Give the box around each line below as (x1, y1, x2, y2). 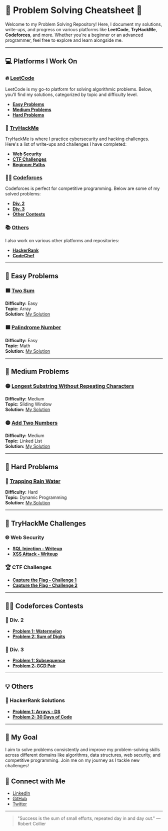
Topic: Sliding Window (5, 401, 52, 407)
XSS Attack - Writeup (12, 551, 58, 557)
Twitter (12, 801, 27, 807)
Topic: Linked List (5, 438, 42, 444)
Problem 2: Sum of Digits (12, 633, 65, 640)
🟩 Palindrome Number (5, 324, 61, 331)
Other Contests (12, 211, 45, 218)
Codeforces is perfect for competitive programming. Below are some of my (5, 185, 160, 191)
